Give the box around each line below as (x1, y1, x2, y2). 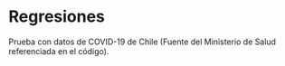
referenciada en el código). (8, 45, 109, 56)
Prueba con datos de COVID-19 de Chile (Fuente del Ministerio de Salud (8, 36, 277, 47)
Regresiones (8, 6, 106, 27)
